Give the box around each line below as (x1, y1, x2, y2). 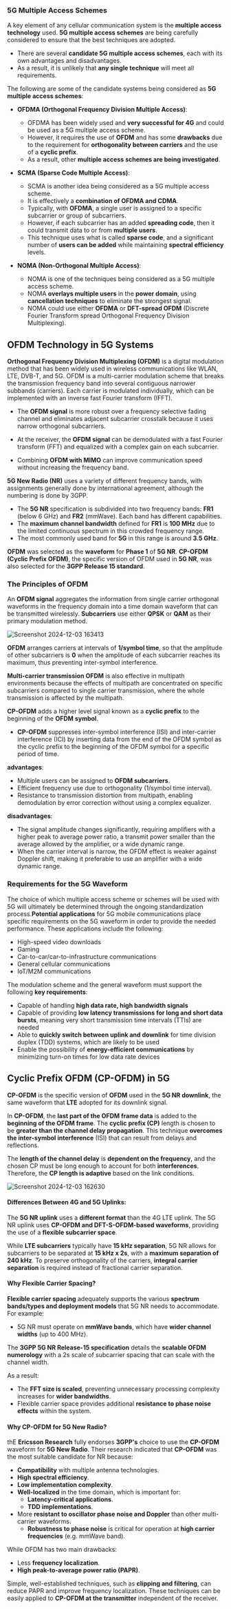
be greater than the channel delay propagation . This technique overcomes (7, 1126, 223, 1134)
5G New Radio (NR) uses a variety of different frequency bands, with (7, 477, 203, 485)
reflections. (7, 1141, 39, 1149)
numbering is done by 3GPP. (7, 491, 88, 500)
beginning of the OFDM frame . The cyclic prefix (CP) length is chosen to (7, 1119, 216, 1127)
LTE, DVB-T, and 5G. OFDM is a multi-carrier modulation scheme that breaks (7, 372, 224, 380)
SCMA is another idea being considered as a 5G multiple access (27, 182, 210, 191)
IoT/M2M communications (16, 967, 91, 975)
